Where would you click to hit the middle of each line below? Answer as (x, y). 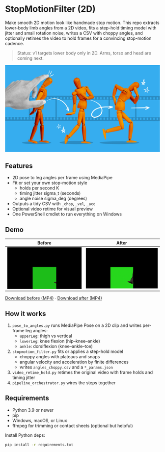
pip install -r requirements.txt (39, 445)
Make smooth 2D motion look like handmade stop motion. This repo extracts (82, 23)
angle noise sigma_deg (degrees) (53, 199)
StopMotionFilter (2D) (50, 9)
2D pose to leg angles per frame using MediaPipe (62, 178)
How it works (26, 313)
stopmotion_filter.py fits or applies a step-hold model (68, 351)
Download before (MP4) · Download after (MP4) (54, 298)
